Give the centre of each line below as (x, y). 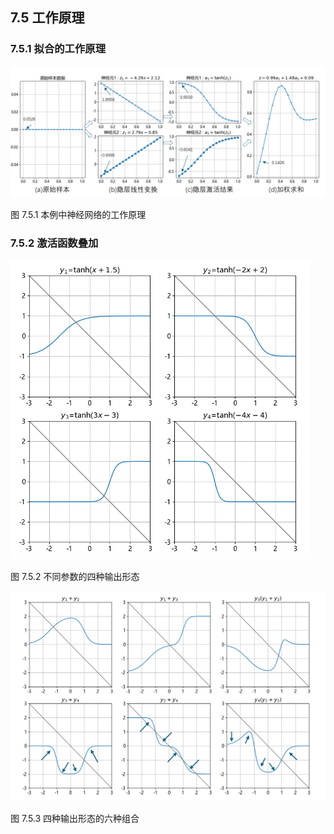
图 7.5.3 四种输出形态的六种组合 (75, 818)
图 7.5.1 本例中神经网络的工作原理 (78, 215)
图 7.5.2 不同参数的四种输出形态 (75, 577)
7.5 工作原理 (47, 18)
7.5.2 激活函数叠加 (54, 243)
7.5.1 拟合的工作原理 (58, 49)
